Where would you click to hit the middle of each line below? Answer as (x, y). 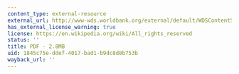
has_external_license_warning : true (62, 27)
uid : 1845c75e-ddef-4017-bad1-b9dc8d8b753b (73, 54)
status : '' (23, 40)
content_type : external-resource (57, 14)
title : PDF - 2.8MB (36, 47)
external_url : (28, 20)
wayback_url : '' (31, 60)
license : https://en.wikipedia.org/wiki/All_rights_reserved (100, 33)
